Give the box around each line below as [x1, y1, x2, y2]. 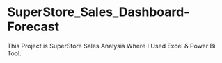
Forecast [7, 19, 60, 35]
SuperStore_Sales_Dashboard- [7, 4, 190, 20]
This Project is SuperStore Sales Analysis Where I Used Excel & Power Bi [7, 42, 216, 50]
